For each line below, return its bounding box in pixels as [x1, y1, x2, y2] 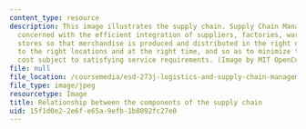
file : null [9, 64, 51, 74]
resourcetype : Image [9, 89, 88, 98]
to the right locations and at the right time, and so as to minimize [17, 47, 291, 56]
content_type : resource [9, 13, 100, 23]
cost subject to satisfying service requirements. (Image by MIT [17, 55, 271, 64]
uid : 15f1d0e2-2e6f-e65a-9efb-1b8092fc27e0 [9, 106, 178, 115]
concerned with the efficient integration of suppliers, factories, [17, 30, 283, 39]
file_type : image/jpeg [9, 81, 96, 90]
